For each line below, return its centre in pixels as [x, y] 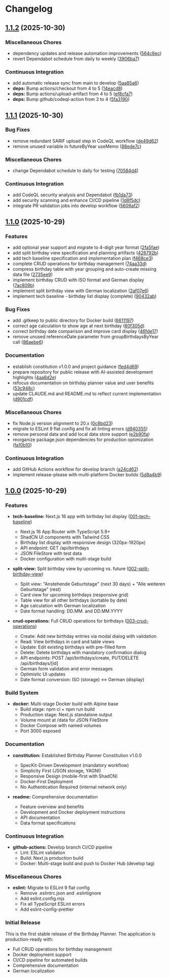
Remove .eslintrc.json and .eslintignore [61, 893]
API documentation [40, 817]
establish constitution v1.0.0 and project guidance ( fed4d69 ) [76, 366]
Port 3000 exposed [40, 731]
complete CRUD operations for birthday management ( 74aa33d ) [80, 264]
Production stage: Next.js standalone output [66, 715]
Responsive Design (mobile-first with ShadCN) [69, 776]
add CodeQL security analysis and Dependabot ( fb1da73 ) [73, 195]
